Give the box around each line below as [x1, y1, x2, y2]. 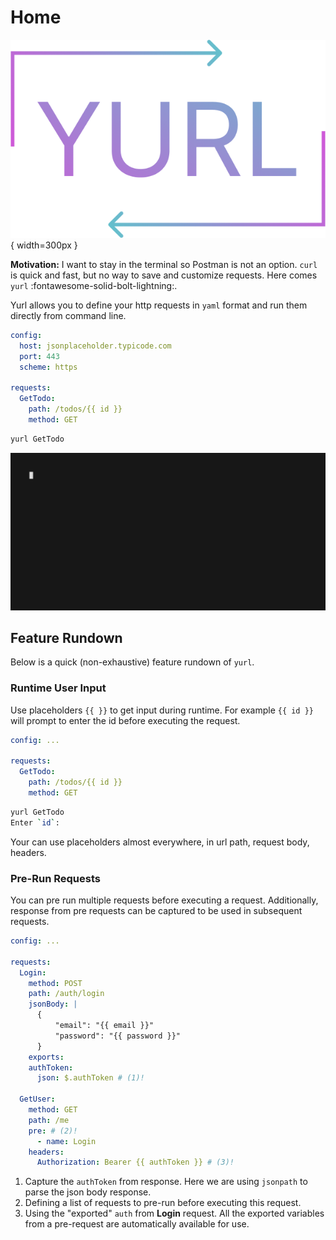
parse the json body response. [24, 1186, 152, 1198]
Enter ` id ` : [10, 817, 60, 828]
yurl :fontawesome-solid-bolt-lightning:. [10, 279, 178, 291]
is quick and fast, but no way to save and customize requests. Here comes [10, 269, 318, 281]
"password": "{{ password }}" [54, 1031, 182, 1041]
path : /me [28, 1115, 70, 1125]
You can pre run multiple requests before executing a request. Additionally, [10, 894, 319, 906]
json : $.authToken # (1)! [36, 1073, 145, 1083]
